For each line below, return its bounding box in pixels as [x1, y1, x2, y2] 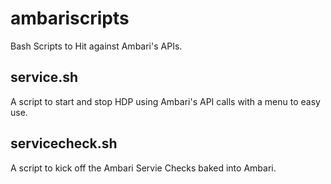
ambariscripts [10, 7, 130, 30]
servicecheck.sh [10, 135, 118, 152]
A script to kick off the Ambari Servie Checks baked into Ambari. [10, 162, 277, 174]
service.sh [10, 69, 79, 86]
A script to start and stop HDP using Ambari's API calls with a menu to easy [10, 95, 321, 107]
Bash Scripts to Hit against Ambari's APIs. [10, 40, 183, 52]
